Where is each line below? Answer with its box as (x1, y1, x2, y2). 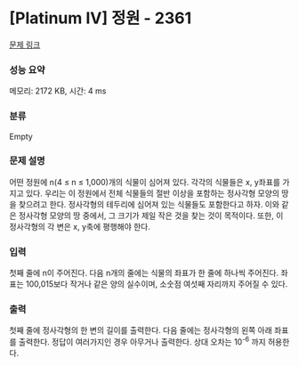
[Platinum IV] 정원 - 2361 (9, 8, 192, 28)
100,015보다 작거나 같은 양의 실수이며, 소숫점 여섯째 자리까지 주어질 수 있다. (25, 279, 288, 289)
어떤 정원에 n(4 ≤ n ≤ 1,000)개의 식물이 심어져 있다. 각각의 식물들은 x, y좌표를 (9, 176, 280, 187)
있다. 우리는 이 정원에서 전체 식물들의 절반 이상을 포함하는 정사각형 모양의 (25, 188, 280, 199)
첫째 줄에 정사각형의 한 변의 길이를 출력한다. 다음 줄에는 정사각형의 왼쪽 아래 (9, 325, 273, 336)
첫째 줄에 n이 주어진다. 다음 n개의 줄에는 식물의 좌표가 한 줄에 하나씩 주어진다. (9, 268, 279, 279)
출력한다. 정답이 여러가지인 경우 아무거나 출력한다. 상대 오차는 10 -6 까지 (18, 335, 266, 347)
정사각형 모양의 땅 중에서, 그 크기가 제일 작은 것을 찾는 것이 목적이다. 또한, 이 (18, 210, 284, 221)
